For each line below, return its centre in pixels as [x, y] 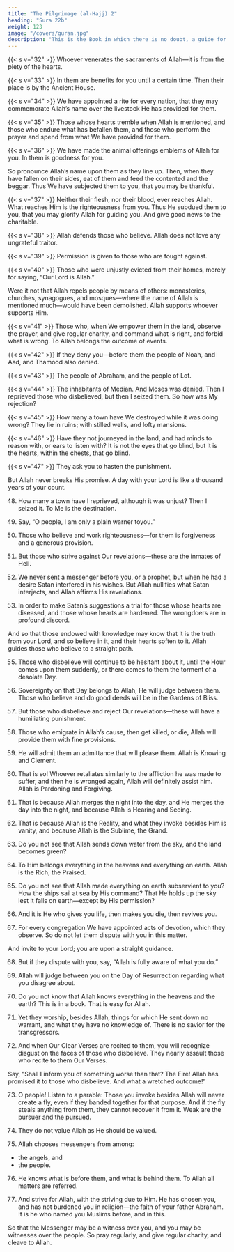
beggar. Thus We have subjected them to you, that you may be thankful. [111, 186]
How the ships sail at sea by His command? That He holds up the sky [117, 893]
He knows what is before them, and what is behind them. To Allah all [116, 1179]
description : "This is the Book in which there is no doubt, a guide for [117, 40]
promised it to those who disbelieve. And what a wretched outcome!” [107, 1081]
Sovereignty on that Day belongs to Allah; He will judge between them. [119, 690]
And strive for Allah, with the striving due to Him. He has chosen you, [117, 1200]
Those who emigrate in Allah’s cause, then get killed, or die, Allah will [117, 732]
